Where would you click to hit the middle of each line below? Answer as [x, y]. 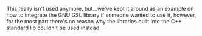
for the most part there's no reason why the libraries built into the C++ [94, 21]
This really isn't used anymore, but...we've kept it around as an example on [100, 9]
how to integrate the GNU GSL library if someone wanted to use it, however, [101, 15]
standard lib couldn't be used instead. [54, 28]
